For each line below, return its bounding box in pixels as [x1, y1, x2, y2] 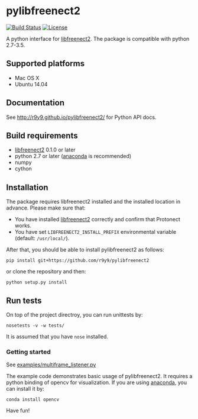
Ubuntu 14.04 [14, 80, 48, 88]
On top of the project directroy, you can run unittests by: [6, 311, 143, 318]
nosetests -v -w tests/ [6, 323, 65, 328]
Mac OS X [14, 74, 40, 81]
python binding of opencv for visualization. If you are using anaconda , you [6, 379, 187, 386]
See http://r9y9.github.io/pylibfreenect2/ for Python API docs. [6, 114, 157, 121]
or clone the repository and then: [6, 268, 86, 275]
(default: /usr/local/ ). [14, 235, 70, 242]
